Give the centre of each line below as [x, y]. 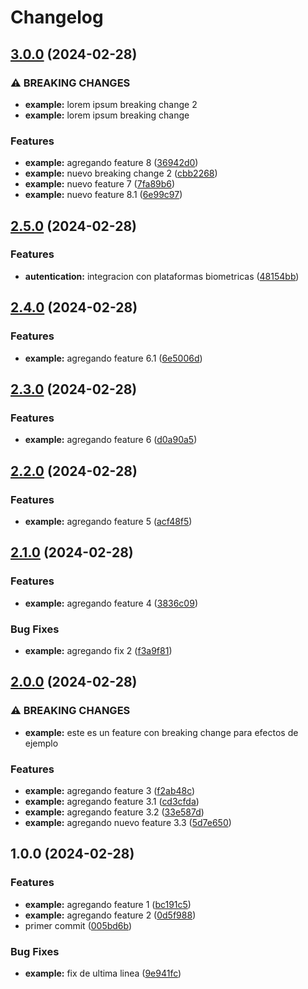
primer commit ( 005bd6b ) [78, 925]
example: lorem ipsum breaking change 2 [111, 104]
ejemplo [41, 743]
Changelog [57, 17]
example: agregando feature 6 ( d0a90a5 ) [111, 440]
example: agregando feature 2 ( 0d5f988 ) [110, 915]
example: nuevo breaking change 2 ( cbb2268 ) [121, 173]
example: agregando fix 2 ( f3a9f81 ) [98, 650]
